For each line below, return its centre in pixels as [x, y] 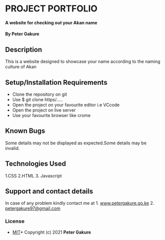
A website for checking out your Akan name [51, 22]
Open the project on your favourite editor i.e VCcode [66, 105]
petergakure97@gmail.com [33, 208]
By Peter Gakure [22, 34]
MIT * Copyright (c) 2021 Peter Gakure [52, 232]
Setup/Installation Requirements [56, 82]
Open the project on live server [44, 110]
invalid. [12, 148]
